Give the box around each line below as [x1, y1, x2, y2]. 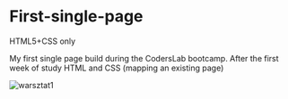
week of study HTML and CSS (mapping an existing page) [9, 62, 224, 73]
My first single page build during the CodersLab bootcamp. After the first [9, 53, 280, 63]
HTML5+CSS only [9, 36, 76, 46]
